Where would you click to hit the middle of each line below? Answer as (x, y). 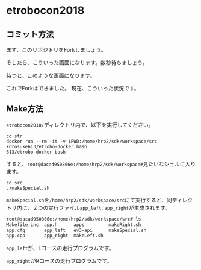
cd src (14, 183)
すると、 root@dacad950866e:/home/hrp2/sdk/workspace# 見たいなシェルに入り (101, 164)
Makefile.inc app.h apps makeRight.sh (74, 224)
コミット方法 (30, 34)
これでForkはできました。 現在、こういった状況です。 (73, 88)
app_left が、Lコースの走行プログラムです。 (60, 248)
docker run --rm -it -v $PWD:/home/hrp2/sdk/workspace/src (82, 141)
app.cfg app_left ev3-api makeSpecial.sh (76, 230)
